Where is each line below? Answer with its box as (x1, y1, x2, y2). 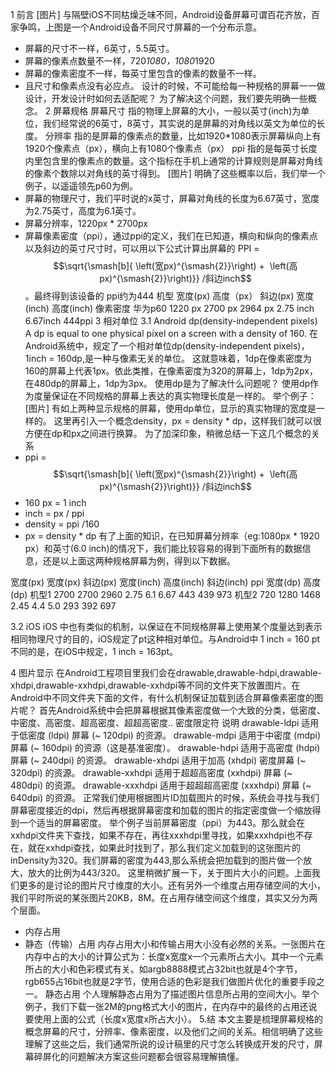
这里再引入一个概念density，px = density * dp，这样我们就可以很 (53, 415, 322, 427)
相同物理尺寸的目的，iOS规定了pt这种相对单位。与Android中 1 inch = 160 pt (10, 633, 321, 645)
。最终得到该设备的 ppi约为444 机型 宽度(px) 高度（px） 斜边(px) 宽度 (24, 290, 315, 302)
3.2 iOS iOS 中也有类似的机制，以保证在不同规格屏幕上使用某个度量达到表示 (10, 621, 323, 632)
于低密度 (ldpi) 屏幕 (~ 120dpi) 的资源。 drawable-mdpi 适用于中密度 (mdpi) (10, 729, 322, 741)
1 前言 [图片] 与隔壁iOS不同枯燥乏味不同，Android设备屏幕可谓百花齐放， (10, 9, 312, 20)
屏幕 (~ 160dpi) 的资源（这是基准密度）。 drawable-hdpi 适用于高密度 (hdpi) (10, 742, 321, 753)
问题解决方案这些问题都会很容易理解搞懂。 (68, 1051, 245, 1062)
